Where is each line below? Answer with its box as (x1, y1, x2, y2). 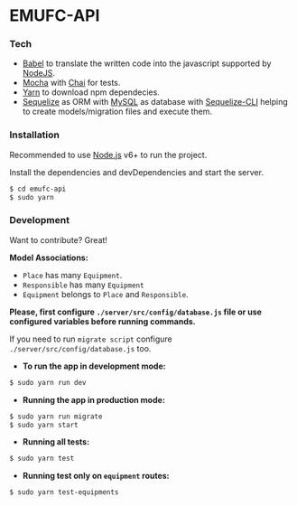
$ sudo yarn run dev (9, 378, 88, 387)
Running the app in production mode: (22, 394, 165, 405)
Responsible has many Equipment (22, 279, 144, 290)
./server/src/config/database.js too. (9, 342, 152, 353)
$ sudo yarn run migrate (9, 412, 103, 421)
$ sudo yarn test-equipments (9, 488, 119, 497)
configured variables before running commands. (9, 315, 196, 326)
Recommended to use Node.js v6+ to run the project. (9, 149, 208, 160)
